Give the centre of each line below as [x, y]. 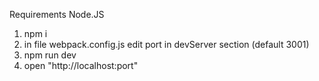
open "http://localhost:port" [81, 65]
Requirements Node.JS [57, 14]
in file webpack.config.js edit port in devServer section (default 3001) [166, 44]
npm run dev [50, 55]
